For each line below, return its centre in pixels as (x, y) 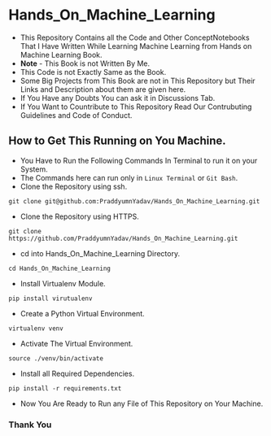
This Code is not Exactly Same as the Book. (93, 72)
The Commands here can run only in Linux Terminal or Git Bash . (129, 177)
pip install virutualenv (50, 299)
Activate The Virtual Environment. (76, 343)
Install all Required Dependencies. (77, 373)
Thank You (30, 425)
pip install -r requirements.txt (65, 388)
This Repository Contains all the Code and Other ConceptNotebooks (135, 37)
